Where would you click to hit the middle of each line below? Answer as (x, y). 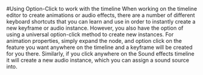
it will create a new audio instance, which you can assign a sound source (98, 60)
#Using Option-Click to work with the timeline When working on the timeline (102, 9)
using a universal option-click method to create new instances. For (90, 34)
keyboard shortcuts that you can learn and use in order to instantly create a (101, 21)
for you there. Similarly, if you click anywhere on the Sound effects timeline (101, 54)
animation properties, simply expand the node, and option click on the (94, 41)
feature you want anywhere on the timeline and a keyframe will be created (100, 47)
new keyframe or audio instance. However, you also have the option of (95, 28)
